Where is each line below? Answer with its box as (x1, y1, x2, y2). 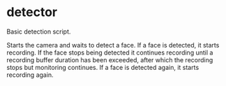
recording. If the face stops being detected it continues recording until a (6, 48, 213, 57)
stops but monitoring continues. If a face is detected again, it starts (6, 63, 199, 71)
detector (6, 4, 58, 20)
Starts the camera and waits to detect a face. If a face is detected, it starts (6, 41, 220, 49)
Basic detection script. (6, 27, 71, 36)
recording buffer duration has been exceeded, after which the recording (6, 55, 213, 64)
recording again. (6, 71, 54, 79)
